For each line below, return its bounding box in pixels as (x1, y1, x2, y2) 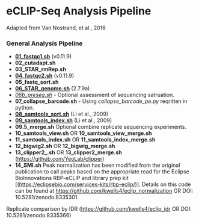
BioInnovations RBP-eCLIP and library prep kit (14, 175, 129, 182)
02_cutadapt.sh (14, 59, 56, 67)
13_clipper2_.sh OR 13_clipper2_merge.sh (14, 149, 122, 156)
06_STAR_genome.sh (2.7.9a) (14, 85, 90, 92)
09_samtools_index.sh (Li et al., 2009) (14, 117, 112, 124)
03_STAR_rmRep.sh (14, 66, 66, 73)
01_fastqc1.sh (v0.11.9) (14, 53, 72, 60)
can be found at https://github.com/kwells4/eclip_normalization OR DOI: (14, 187, 194, 194)
